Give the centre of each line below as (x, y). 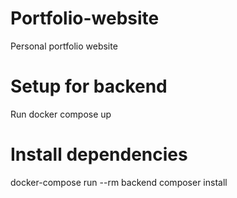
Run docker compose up (61, 114)
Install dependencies (99, 154)
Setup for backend (89, 86)
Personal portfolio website (64, 46)
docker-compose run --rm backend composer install (119, 182)
